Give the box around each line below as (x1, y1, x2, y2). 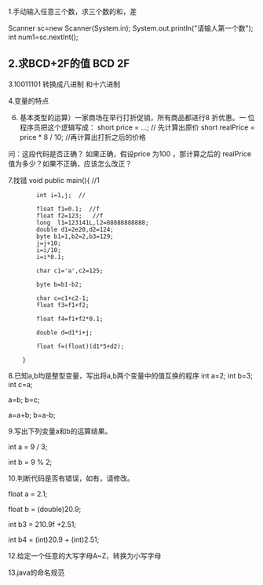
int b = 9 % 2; (8, 457, 53, 466)
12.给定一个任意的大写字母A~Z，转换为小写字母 (8, 550, 162, 560)
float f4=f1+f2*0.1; (36, 315, 104, 323)
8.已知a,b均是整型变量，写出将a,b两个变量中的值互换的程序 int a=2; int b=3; (8, 371, 254, 380)
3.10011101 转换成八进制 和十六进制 (8, 79, 120, 89)
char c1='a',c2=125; (36, 266, 104, 275)
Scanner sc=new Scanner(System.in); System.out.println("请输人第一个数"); (8, 24, 254, 33)
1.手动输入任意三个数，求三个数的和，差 (8, 7, 137, 16)
